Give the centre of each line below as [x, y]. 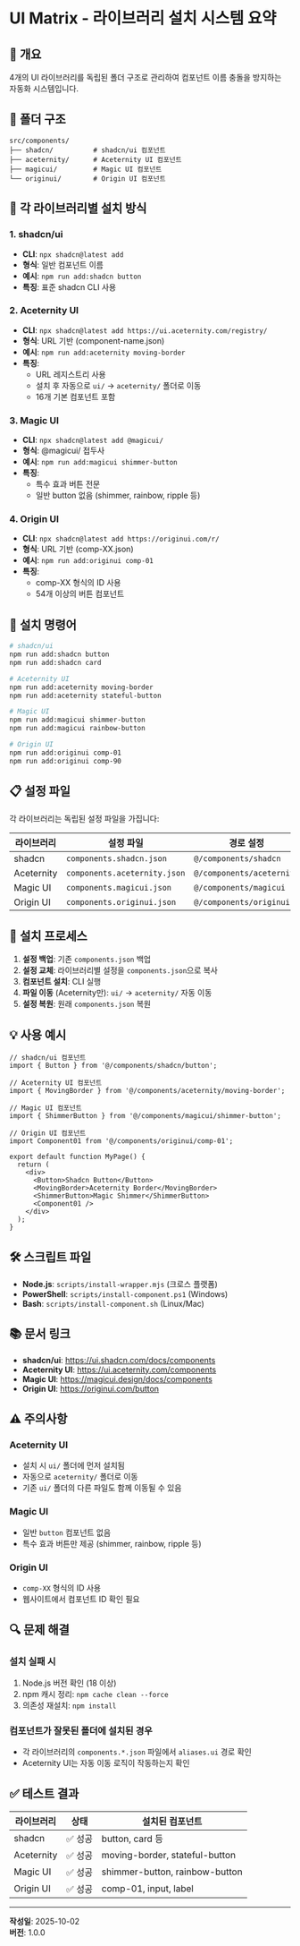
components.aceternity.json [126, 873]
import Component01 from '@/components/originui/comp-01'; [121, 1141]
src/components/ [39, 141]
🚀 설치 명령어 [43, 624]
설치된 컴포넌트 [172, 1821]
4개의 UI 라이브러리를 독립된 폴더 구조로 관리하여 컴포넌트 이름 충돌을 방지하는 [146, 77]
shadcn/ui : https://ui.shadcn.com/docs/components [119, 1360]
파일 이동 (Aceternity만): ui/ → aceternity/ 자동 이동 [117, 993]
